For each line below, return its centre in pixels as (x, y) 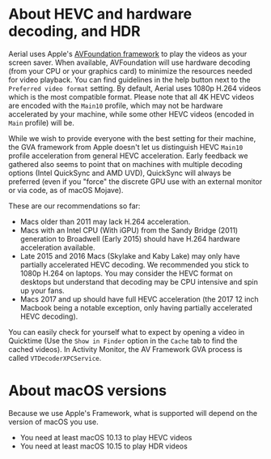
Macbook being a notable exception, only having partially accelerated (136, 307)
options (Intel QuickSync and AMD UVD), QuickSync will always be (120, 173)
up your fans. (42, 290)
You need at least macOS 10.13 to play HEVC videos (106, 437)
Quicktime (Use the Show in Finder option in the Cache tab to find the (123, 341)
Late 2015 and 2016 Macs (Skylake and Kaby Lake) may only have (130, 255)
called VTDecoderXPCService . (55, 358)
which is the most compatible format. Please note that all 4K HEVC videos (131, 97)
